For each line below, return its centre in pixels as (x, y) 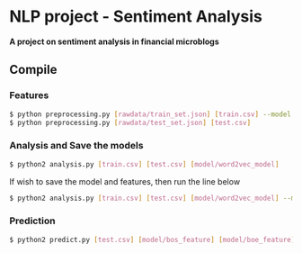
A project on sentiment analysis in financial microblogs (114, 41)
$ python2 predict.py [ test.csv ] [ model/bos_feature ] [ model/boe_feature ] (152, 239)
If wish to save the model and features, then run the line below (125, 181)
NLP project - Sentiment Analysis (136, 17)
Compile (33, 70)
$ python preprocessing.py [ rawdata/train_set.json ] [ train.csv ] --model (151, 114)
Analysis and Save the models (76, 146)
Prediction (32, 221)
